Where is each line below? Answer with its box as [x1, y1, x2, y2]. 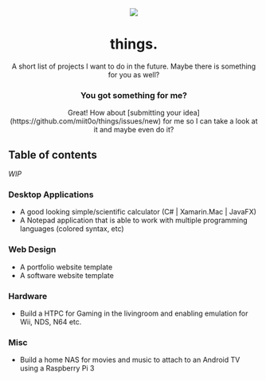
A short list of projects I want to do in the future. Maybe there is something [11, 61, 256, 71]
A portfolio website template [19, 262, 113, 272]
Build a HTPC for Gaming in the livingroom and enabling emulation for [19, 308, 248, 318]
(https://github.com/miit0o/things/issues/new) [10, 116, 162, 126]
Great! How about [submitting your [67, 108, 182, 118]
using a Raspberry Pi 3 [19, 363, 95, 373]
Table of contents [8, 147, 97, 162]
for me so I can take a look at [162, 116, 258, 126]
